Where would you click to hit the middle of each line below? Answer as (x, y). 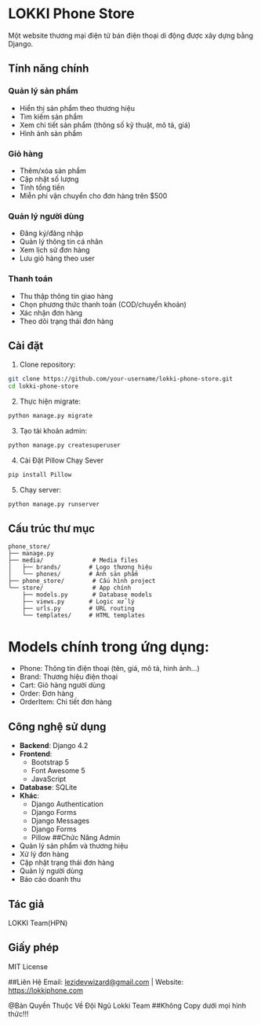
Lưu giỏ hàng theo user (57, 258)
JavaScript (49, 779)
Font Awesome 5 (58, 771)
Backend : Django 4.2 (54, 746)
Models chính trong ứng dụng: (109, 647)
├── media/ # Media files (73, 560)
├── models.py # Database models (87, 595)
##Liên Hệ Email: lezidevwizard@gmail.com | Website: (96, 982)
